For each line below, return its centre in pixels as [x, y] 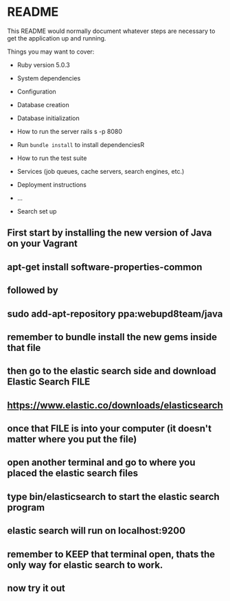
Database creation [43, 104]
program [26, 507]
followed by [33, 290]
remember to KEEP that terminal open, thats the [111, 554]
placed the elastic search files [73, 474]
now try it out [36, 588]
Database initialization [48, 118]
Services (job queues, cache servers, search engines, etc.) [101, 171]
